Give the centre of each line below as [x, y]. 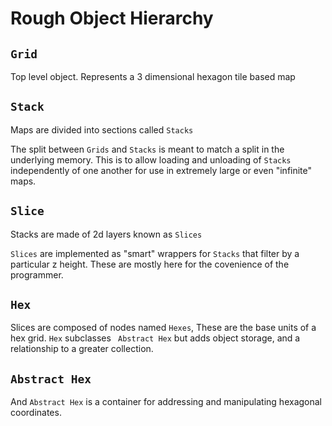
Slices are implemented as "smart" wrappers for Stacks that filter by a [155, 253]
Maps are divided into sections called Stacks [102, 129]
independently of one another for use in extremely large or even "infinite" [161, 170]
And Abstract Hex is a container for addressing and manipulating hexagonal [166, 402]
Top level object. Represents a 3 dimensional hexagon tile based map [153, 76]
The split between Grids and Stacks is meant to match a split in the [147, 149]
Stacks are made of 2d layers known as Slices [106, 234]
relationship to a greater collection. [82, 349]
